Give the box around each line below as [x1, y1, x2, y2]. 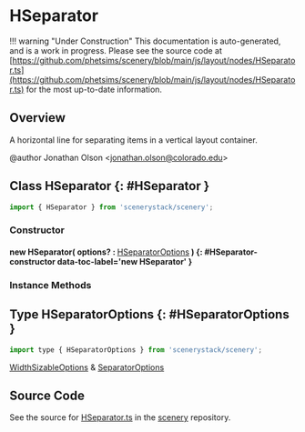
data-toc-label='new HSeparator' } [56, 256, 193, 266]
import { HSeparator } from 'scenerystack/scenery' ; [9, 202, 214, 212]
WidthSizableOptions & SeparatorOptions [9, 361, 165, 373]
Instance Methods [9, 278, 92, 291]
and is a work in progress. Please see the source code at [9, 45, 223, 55]
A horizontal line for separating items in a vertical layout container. [9, 134, 258, 146]
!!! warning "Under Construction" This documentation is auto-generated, [9, 35, 281, 46]
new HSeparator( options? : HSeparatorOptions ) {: [9, 246, 203, 257]
